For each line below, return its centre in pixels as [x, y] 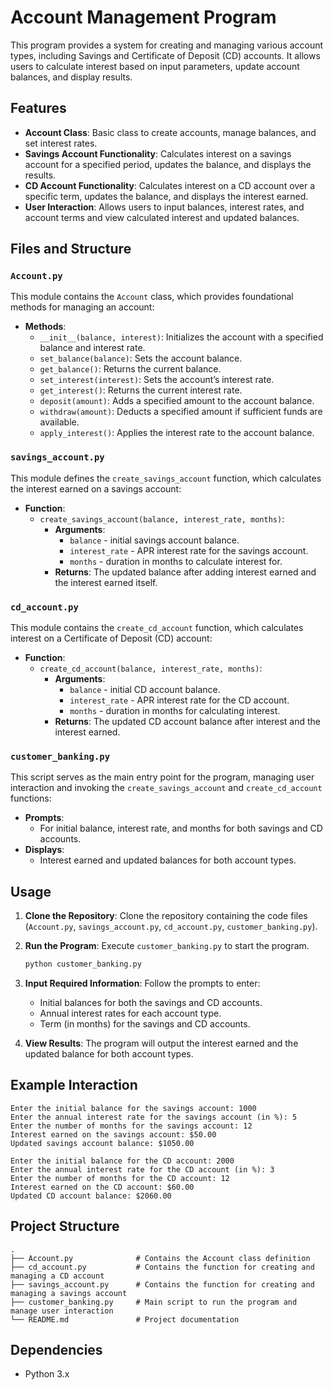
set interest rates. [61, 143]
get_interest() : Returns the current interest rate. [141, 390]
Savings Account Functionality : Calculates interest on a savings [158, 153]
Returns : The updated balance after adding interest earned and [185, 572]
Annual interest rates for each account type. [130, 1013]
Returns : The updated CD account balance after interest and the [187, 722]
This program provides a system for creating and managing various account [167, 45]
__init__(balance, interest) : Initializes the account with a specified [181, 337]
